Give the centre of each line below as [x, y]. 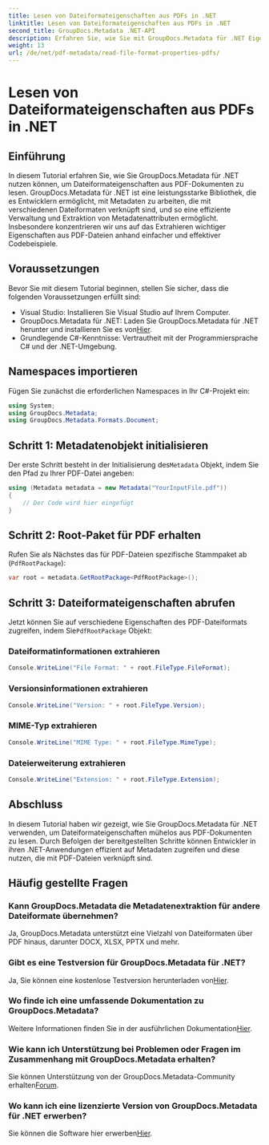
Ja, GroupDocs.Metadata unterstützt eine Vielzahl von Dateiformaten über [130, 933]
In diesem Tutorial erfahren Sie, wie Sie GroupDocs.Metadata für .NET [124, 176]
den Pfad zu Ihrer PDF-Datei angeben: [71, 473]
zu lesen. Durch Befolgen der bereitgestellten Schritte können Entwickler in [132, 841]
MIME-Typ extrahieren [53, 726]
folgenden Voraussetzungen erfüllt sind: [75, 297]
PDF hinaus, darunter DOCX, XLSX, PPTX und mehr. [94, 942]
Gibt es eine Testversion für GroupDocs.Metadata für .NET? [127, 963]
